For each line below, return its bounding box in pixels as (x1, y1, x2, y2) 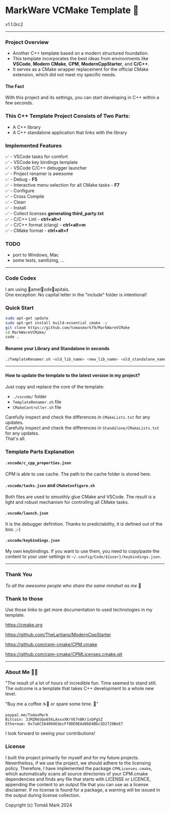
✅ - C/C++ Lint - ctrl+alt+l (5, 216, 61, 222)
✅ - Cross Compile (5, 193, 45, 199)
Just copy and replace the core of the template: (5, 383, 105, 390)
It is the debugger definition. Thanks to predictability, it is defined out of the (5, 521, 163, 527)
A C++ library (12, 124, 41, 130)
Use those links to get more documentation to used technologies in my (5, 607, 153, 613)
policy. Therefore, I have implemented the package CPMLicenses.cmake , (5, 765, 153, 771)
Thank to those (5, 595, 44, 602)
